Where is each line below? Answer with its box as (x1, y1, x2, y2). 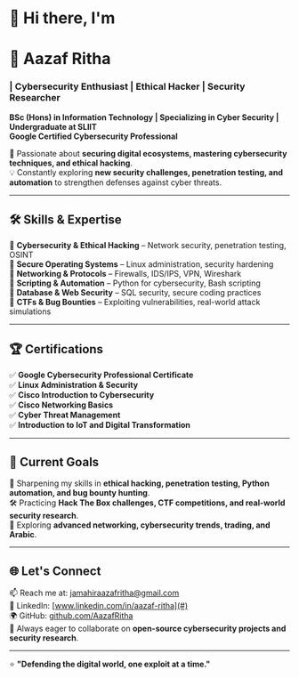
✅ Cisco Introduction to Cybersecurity (9, 390, 155, 400)
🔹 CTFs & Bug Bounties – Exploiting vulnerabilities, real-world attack (9, 297, 261, 308)
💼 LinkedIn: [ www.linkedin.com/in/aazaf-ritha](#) (9, 600, 189, 610)
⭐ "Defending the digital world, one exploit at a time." (9, 658, 211, 669)
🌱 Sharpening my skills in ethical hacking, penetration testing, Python (9, 478, 270, 488)
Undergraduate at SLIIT (9, 121, 98, 132)
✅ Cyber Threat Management (9, 409, 121, 421)
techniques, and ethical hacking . (9, 157, 133, 168)
